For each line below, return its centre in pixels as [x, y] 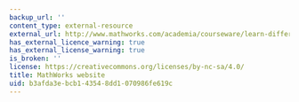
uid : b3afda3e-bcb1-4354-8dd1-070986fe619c [91, 83]
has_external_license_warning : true [77, 51]
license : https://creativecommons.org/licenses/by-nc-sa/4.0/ [127, 67]
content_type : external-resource [71, 26]
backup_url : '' [37, 17]
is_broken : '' [36, 59]
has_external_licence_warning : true [77, 42]
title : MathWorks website [57, 75]
